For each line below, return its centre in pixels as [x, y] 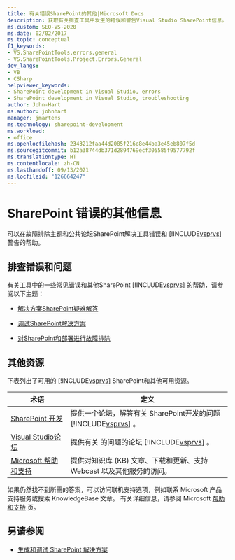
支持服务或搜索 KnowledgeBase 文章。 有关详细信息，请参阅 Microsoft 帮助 [116, 498]
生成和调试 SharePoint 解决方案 [63, 549]
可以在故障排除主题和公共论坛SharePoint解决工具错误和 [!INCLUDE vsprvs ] [114, 234]
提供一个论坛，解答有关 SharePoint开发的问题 [145, 414]
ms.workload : [26, 131]
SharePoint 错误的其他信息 [85, 213]
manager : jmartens [34, 118]
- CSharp [20, 79]
